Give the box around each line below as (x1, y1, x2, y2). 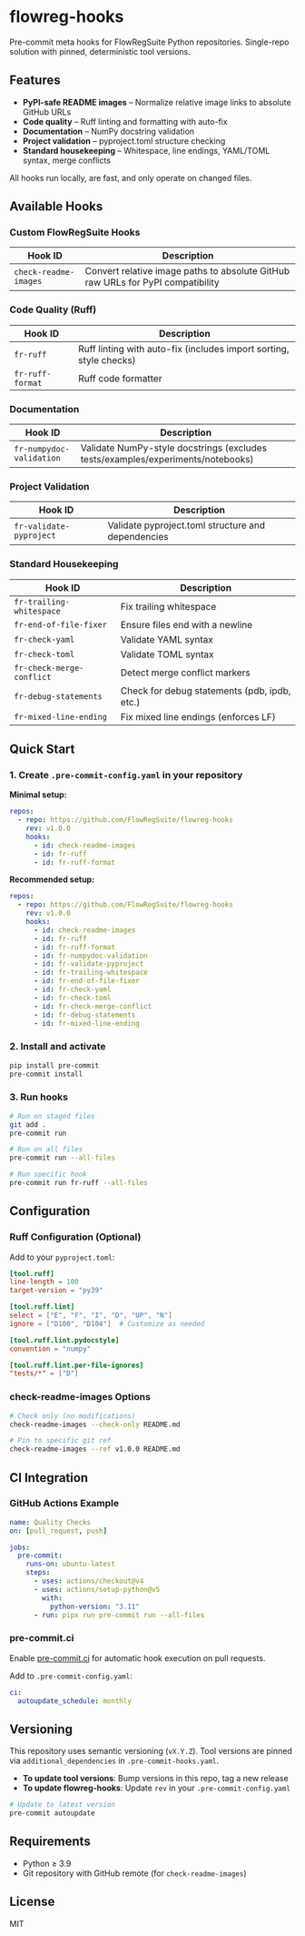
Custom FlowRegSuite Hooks (9, 226, 141, 238)
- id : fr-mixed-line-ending (33, 1019, 141, 1028)
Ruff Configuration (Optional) (9, 1231, 142, 1243)
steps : (25, 1568, 51, 1577)
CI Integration (9, 1470, 89, 1485)
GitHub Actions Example (9, 1497, 120, 1510)
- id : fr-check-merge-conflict (33, 1001, 152, 1011)
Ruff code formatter (78, 371, 162, 384)
